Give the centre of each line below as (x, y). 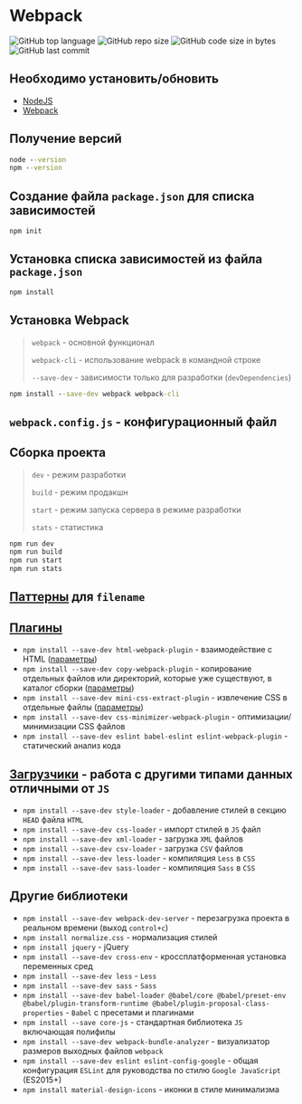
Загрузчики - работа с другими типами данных (151, 774)
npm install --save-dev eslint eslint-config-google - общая (141, 1061)
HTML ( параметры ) (60, 659)
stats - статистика (67, 527)
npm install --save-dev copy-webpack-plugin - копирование (137, 669)
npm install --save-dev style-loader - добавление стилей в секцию (154, 810)
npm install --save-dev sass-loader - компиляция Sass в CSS (139, 868)
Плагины (36, 628)
